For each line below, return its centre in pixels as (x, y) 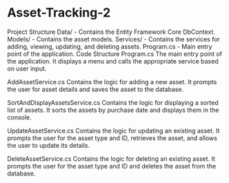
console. (20, 117)
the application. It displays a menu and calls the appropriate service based (113, 61)
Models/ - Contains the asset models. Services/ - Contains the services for (114, 39)
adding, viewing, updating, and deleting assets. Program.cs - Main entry (110, 46)
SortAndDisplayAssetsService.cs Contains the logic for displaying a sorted (113, 102)
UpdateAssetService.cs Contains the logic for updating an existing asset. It (113, 131)
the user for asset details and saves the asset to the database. (96, 89)
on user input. (27, 68)
